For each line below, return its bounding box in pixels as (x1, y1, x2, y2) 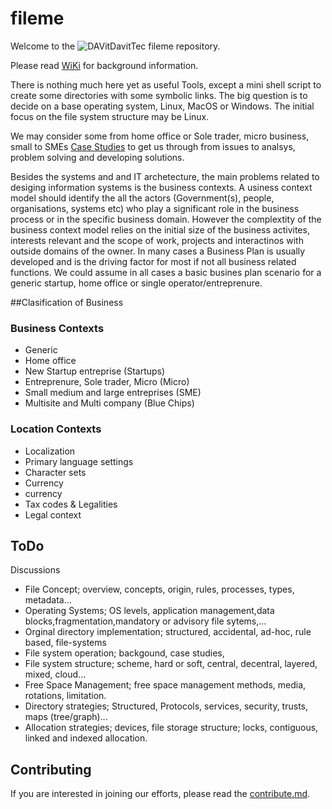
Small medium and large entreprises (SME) (24, 387, 202, 399)
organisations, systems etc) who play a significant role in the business (10, 202, 300, 214)
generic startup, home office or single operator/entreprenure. (10, 277, 263, 289)
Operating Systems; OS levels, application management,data (24, 605, 275, 617)
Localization (24, 445, 76, 457)
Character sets (24, 466, 87, 478)
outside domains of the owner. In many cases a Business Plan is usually (10, 245, 306, 257)
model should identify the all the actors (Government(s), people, (10, 192, 275, 204)
